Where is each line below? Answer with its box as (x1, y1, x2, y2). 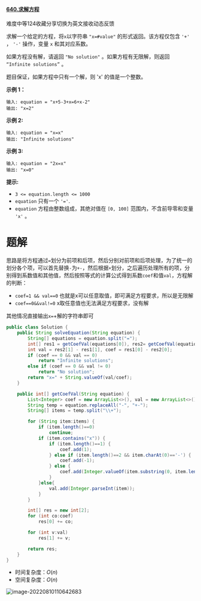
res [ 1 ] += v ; (38, 535, 71, 541)
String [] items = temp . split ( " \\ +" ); (28, 408, 121, 414)
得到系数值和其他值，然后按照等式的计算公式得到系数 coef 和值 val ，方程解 (11, 272, 193, 279)
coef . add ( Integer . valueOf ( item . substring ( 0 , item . (59, 469, 188, 475)
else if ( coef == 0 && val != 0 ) (28, 363, 111, 369)
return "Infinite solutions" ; (38, 358, 114, 364)
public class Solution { (6, 324, 68, 330)
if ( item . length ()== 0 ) (38, 424, 95, 430)
